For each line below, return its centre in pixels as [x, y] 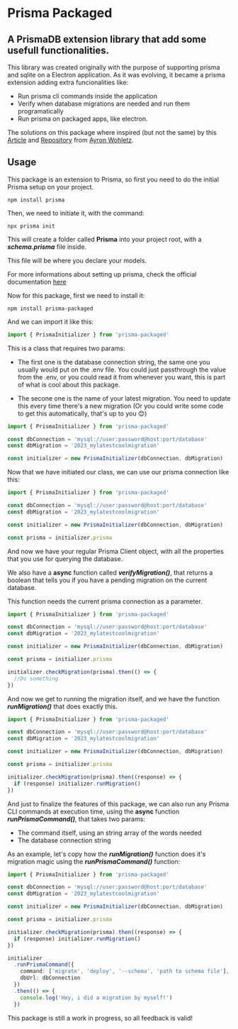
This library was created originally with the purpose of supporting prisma [114, 67]
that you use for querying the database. [65, 559]
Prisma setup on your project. [51, 187]
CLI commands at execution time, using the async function [93, 811]
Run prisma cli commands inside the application [87, 96]
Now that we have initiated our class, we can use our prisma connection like [118, 472]
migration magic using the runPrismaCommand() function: [94, 861]
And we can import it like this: [51, 321]
